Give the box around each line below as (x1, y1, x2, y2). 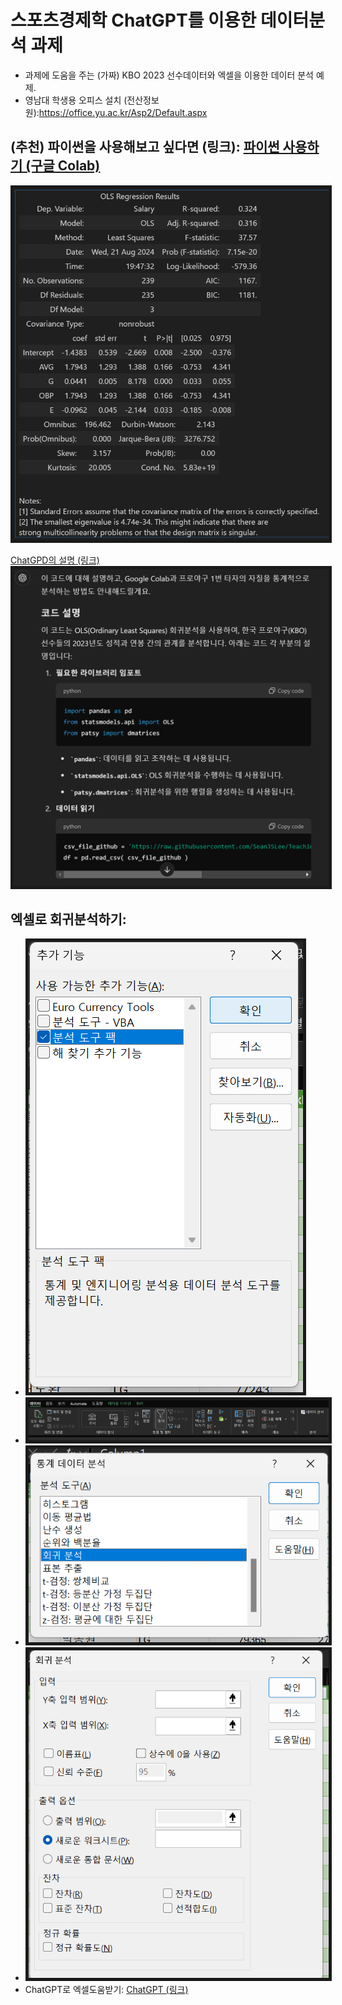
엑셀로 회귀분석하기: (10, 911, 127, 928)
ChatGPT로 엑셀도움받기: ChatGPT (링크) (24, 1984, 189, 1996)
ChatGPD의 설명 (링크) (10, 554, 100, 566)
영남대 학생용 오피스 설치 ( (24, 94, 128, 106)
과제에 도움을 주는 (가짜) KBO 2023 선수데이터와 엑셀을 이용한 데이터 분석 (24, 69, 314, 81)
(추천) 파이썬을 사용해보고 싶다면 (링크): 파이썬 (10, 139, 280, 156)
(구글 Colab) (25, 157, 101, 175)
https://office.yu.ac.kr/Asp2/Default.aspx (38, 106, 208, 118)
